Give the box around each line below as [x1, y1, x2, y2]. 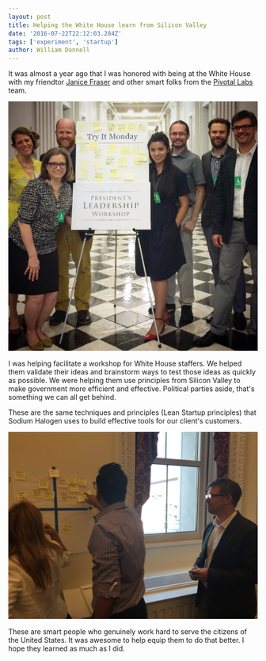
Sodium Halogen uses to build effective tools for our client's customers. [8, 416, 242, 426]
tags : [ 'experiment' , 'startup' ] [8, 38, 119, 46]
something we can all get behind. [8, 393, 116, 402]
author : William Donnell [8, 46, 90, 55]
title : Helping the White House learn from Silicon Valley [8, 21, 207, 29]
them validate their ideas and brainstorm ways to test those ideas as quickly [8, 367, 256, 377]
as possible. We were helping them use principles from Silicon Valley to [8, 376, 241, 386]
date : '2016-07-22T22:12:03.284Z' [8, 29, 123, 37]
